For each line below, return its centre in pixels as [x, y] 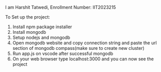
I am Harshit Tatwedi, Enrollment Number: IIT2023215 [61, 7]
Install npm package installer [42, 27]
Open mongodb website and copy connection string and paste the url [85, 43]
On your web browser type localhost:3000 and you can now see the [83, 59]
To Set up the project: [28, 17]
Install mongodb [29, 32]
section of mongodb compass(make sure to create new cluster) [78, 48]
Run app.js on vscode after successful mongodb [63, 53]
